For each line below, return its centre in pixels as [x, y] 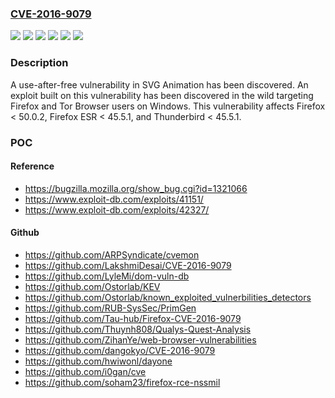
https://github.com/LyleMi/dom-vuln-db [107, 276]
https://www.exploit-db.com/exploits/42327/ [117, 209]
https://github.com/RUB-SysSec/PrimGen [110, 308]
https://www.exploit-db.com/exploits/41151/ [114, 199]
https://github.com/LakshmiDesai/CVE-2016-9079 [128, 265]
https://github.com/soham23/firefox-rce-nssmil [122, 382]
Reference [32, 166]
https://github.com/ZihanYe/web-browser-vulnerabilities [140, 339]
